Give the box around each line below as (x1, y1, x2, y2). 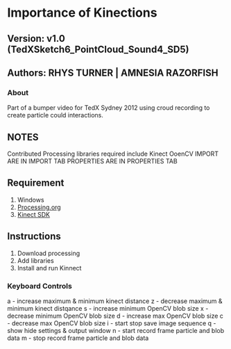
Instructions (7, 231, 61, 243)
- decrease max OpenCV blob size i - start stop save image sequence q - (7, 319, 216, 327)
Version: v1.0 (7, 33, 66, 44)
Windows (17, 195, 44, 204)
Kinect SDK (17, 210, 51, 218)
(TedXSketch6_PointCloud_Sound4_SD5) (7, 43, 189, 55)
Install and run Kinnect (17, 263, 82, 272)
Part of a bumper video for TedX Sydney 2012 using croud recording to (7, 104, 210, 112)
